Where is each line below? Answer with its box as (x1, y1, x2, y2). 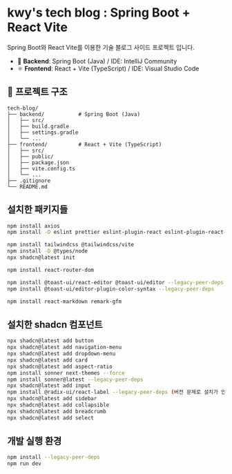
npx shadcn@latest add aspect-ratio (7, 363, 113, 370)
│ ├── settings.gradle (7, 129, 79, 136)
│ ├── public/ (7, 153, 54, 160)
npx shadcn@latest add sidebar (7, 395, 97, 402)
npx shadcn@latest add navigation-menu (7, 344, 122, 351)
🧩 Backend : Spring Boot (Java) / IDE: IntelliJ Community (17, 57, 177, 65)
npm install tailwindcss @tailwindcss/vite (7, 241, 135, 248)
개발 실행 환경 (7, 435, 62, 447)
